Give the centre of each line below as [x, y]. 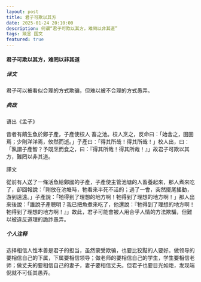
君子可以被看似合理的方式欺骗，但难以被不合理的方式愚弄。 [80, 90]
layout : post [22, 12]
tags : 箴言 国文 [25, 34]
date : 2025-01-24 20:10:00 [40, 23]
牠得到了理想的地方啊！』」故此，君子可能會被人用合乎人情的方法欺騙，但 [97, 211]
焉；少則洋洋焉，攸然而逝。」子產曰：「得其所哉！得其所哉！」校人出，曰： [98, 142]
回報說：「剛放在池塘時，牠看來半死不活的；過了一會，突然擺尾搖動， [107, 189]
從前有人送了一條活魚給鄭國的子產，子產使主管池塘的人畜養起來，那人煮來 [98, 182]
